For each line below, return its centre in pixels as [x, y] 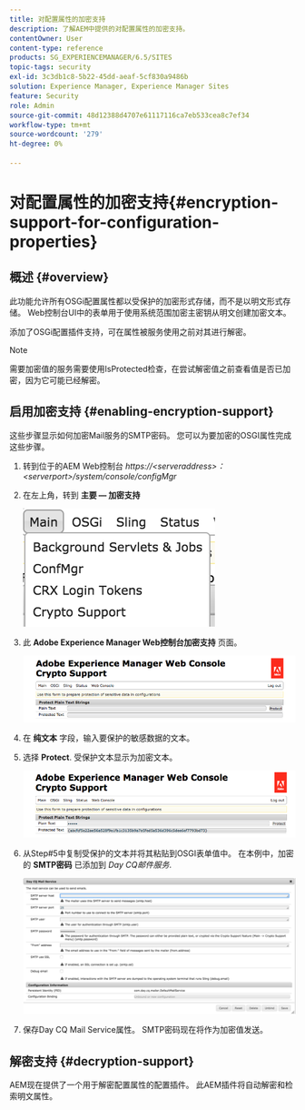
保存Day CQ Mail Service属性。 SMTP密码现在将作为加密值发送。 [145, 1030]
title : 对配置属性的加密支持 [58, 19]
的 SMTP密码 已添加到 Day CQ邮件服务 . [97, 865]
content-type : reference [56, 48]
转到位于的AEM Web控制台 [73, 466]
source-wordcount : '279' [56, 135]
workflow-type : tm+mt [50, 125]
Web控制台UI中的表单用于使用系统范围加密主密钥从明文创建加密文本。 [159, 312]
